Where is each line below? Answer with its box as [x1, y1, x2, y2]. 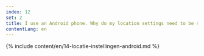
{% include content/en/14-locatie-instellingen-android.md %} [5, 43, 160, 50]
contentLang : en [5, 26, 47, 32]
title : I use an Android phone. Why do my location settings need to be [5, 20, 194, 26]
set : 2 [5, 15, 23, 21]
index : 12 [5, 9, 31, 15]
